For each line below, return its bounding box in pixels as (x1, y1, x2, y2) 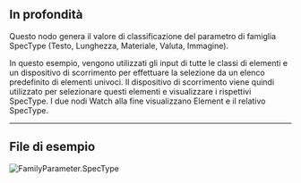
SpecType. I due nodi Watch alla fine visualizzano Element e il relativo (9, 96, 266, 106)
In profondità (9, 7, 83, 22)
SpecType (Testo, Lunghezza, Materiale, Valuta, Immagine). (9, 40, 229, 51)
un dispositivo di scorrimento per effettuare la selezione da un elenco (9, 67, 266, 78)
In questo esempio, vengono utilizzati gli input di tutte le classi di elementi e (9, 57, 288, 68)
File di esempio (9, 139, 96, 154)
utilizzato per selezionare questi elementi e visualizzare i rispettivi (9, 86, 252, 96)
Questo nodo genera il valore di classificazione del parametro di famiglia (9, 30, 276, 41)
